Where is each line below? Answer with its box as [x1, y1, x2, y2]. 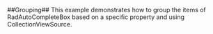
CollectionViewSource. [7, 20, 72, 28]
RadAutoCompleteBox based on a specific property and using [7, 13, 185, 21]
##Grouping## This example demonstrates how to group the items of [7, 6, 207, 14]
